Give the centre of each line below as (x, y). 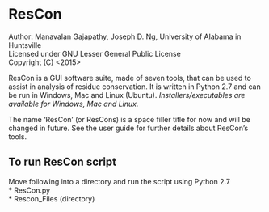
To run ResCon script (63, 162)
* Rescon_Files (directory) (52, 198)
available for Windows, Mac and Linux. (74, 104)
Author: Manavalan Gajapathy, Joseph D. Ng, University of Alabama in (125, 36)
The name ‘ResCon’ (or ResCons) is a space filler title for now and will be (129, 119)
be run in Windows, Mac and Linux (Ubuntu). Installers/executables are (127, 95)
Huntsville (25, 45)
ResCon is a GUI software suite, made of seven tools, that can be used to (130, 78)
